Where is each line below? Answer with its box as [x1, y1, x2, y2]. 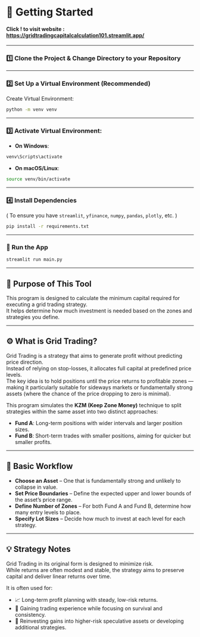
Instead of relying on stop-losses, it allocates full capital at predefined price [6, 364, 192, 371]
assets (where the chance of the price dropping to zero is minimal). [6, 390, 171, 397]
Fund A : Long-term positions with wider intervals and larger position [14, 419, 183, 426]
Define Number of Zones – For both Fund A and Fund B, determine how [14, 502, 192, 510]
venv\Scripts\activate [6, 154, 62, 160]
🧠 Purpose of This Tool [6, 279, 92, 289]
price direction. [6, 358, 43, 366]
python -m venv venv [6, 107, 58, 113]
